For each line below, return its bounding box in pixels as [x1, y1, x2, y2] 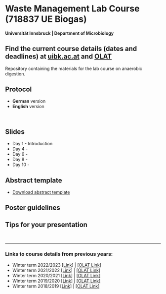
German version [12, 98, 46, 104]
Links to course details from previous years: [5, 251, 113, 258]
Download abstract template [12, 189, 70, 195]
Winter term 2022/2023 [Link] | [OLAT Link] [12, 262, 101, 268]
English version [12, 104, 44, 110]
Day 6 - [12, 151, 28, 157]
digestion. [5, 70, 26, 77]
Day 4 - [12, 146, 28, 152]
